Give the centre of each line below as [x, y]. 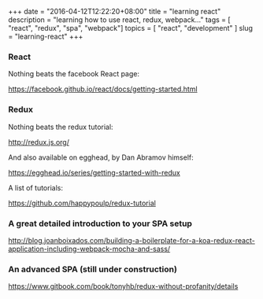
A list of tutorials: [35, 187]
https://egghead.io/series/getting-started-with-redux [94, 172]
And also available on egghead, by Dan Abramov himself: [101, 157]
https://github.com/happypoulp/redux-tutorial [82, 203]
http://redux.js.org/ [39, 142]
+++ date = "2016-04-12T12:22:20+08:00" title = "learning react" [115, 11]
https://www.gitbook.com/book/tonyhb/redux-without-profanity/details [123, 286]
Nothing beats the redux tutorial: [61, 127]
